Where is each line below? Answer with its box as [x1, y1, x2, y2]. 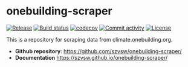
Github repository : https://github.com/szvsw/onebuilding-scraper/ [15, 47, 183, 55]
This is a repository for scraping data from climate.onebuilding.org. [6, 36, 173, 43]
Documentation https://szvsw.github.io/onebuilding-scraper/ [15, 54, 168, 61]
